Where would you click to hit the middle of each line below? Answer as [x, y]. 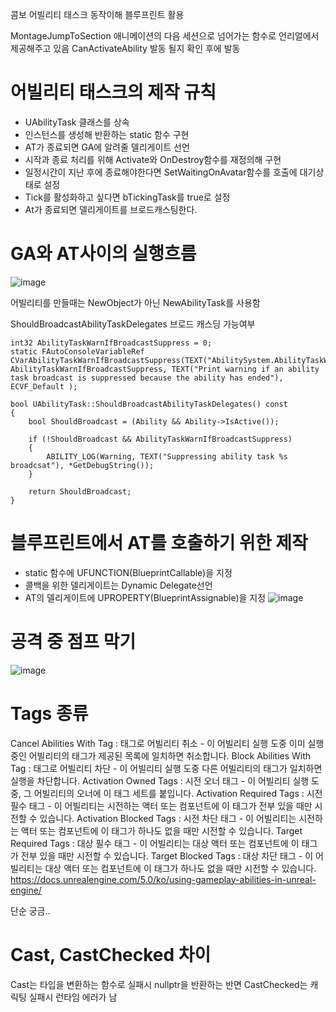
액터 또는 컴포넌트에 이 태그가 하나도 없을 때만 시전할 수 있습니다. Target [161, 830]
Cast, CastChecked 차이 [111, 954]
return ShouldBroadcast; [80, 491]
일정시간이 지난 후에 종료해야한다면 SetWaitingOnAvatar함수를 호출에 [161, 172]
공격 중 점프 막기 [73, 642]
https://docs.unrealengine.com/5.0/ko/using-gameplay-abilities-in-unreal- [163, 879]
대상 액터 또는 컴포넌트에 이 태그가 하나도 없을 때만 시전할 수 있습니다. [180, 868]
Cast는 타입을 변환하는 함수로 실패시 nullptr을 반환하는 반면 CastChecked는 [159, 984]
